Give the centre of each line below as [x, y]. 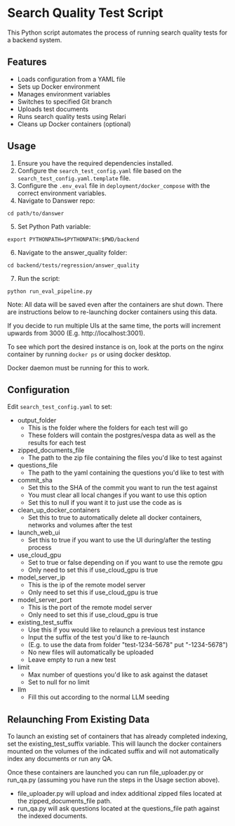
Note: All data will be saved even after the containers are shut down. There [115, 304]
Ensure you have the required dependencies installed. [95, 163]
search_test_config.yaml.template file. [74, 178]
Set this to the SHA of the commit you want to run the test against [123, 488]
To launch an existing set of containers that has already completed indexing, [117, 737]
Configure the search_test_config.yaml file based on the [100, 170]
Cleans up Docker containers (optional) [74, 124]
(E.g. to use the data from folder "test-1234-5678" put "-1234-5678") [128, 645]
